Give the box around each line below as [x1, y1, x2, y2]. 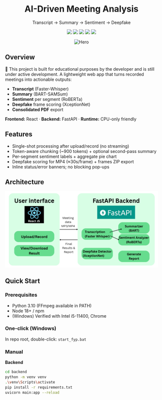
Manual [5, 348, 23, 355]
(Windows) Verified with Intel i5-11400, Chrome [12, 313, 107, 319]
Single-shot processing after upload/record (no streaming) [12, 143, 130, 149]
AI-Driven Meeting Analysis [24, 3, 139, 15]
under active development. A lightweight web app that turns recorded [5, 71, 144, 77]
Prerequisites [5, 291, 37, 298]
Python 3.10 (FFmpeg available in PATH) [12, 303, 92, 308]
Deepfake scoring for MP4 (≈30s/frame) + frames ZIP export [12, 158, 134, 164]
